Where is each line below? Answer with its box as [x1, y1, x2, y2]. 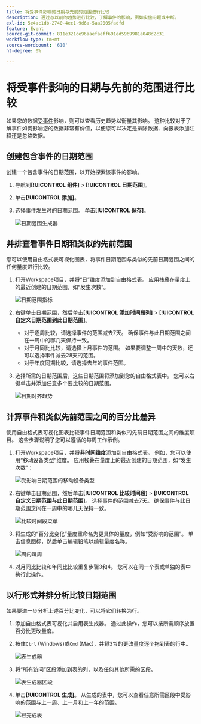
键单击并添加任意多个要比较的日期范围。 [14, 380, 115, 387]
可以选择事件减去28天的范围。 [23, 352, 99, 359]
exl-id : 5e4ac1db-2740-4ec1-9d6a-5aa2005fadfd [6, 20, 124, 26]
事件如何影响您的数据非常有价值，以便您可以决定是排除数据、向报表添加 [11, 124, 190, 132]
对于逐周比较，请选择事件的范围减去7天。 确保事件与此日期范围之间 [23, 329, 191, 336]
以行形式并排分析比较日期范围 [6, 590, 117, 600]
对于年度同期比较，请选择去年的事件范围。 [23, 359, 129, 367]
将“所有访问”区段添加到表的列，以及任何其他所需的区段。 [14, 665, 157, 673]
